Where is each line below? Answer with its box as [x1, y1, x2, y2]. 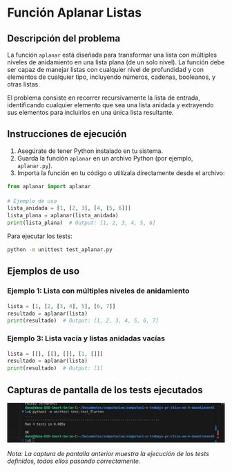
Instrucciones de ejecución [7, 128, 127, 140]
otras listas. [7, 80, 40, 88]
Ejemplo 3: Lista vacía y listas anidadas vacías [7, 334, 166, 343]
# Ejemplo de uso [7, 197, 57, 205]
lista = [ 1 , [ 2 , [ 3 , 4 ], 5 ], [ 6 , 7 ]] [7, 302, 116, 309]
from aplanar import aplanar [7, 183, 91, 190]
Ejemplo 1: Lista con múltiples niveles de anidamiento [7, 286, 190, 296]
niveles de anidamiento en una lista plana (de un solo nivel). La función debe [7, 58, 225, 66]
